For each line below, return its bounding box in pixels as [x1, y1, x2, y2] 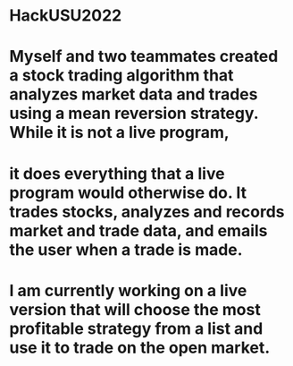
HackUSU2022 [9, 5, 122, 26]
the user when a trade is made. [9, 239, 243, 260]
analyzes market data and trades [9, 84, 258, 105]
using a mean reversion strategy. [9, 104, 259, 123]
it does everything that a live [9, 163, 225, 183]
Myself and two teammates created [9, 47, 279, 67]
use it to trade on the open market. [9, 337, 271, 358]
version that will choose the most [9, 299, 261, 319]
